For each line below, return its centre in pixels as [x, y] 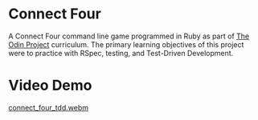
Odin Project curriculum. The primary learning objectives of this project [126, 44]
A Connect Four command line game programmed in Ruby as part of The [129, 36]
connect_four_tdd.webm [48, 107]
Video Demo [50, 86]
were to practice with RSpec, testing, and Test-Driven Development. [121, 53]
